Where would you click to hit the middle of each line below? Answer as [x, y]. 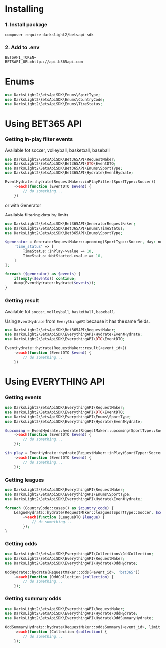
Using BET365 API [43, 124]
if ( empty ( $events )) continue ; [45, 278]
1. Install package [26, 25]
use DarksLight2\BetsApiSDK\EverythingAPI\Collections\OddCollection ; [79, 554]
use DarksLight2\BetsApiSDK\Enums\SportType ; [53, 95]
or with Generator [23, 205]
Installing [25, 9]
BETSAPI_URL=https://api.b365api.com [44, 62]
